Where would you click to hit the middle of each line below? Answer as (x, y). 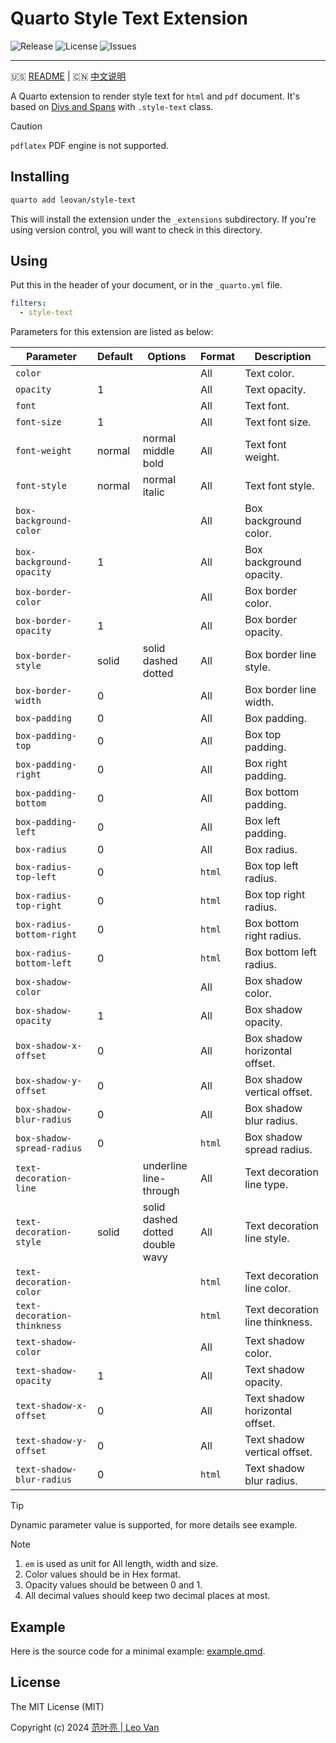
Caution (26, 126)
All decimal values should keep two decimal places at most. (147, 1596)
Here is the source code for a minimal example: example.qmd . (138, 1651)
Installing (40, 177)
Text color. (269, 374)
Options (167, 357)
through (161, 1191)
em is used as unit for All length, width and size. (121, 1564)
